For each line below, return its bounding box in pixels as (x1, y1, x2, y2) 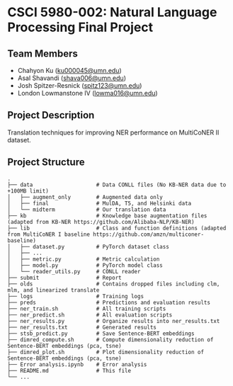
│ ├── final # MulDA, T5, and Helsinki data (7, 200, 192, 207)
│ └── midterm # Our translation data (7, 206, 166, 213)
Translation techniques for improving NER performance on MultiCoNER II (7, 128, 220, 137)
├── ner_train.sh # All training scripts (7, 305, 166, 312)
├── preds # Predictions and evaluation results (7, 299, 211, 306)
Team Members (7, 47, 78, 59)
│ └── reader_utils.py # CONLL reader (7, 268, 141, 275)
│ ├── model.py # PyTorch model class (7, 261, 163, 269)
